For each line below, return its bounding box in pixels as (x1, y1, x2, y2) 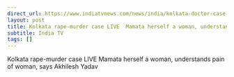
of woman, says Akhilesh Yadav (7, 62, 99, 71)
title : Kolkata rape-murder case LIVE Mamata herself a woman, (7, 23, 198, 30)
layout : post (7, 17, 45, 24)
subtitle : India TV (7, 29, 64, 37)
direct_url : (7, 10, 42, 17)
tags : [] (7, 36, 33, 43)
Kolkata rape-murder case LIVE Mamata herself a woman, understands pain (7, 55, 225, 63)
